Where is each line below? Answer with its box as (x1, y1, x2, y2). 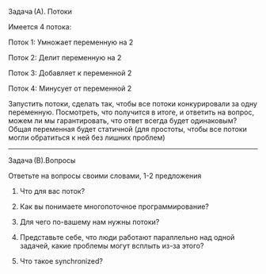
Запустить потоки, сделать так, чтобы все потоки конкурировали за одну (8, 99, 257, 108)
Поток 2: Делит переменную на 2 (8, 53, 122, 62)
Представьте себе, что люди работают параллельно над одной (19, 233, 235, 241)
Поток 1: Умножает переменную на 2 (8, 37, 134, 47)
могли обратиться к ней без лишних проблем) (8, 133, 165, 142)
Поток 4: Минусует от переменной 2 (8, 83, 132, 93)
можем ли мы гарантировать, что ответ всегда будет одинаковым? (8, 116, 237, 125)
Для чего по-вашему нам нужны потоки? (19, 218, 160, 226)
